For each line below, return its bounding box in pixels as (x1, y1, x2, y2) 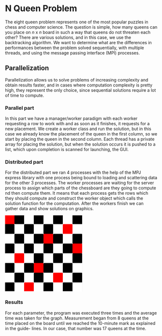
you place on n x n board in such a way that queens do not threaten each (5, 29, 151, 35)
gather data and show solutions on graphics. (5, 206, 94, 212)
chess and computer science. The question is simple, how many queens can (5, 24, 158, 30)
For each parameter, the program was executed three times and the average (5, 310, 157, 316)
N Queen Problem (5, 3, 77, 14)
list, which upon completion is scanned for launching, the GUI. (5, 147, 129, 152)
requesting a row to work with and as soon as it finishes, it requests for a (5, 121, 150, 127)
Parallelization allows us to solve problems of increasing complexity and (5, 77, 148, 83)
